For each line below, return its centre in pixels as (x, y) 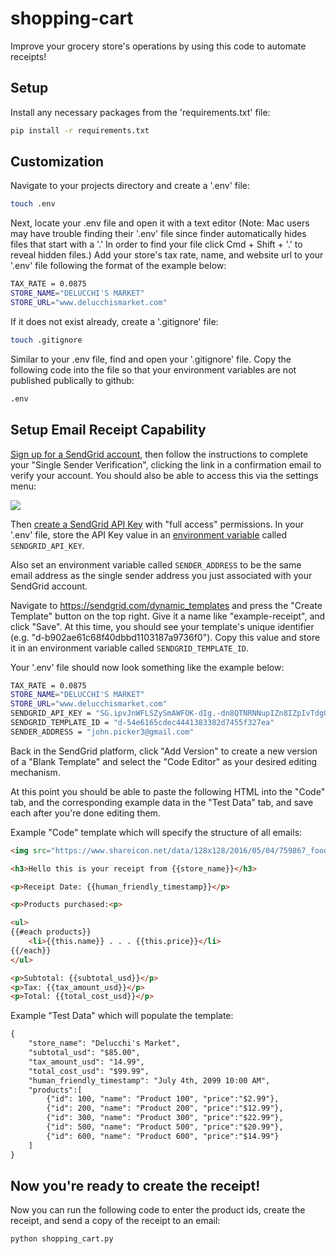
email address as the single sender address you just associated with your (161, 575)
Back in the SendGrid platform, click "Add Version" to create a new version (164, 751)
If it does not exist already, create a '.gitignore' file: (114, 321)
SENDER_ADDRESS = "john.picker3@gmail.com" (102, 732)
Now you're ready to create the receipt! (135, 1185)
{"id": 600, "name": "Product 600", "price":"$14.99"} (163, 1136)
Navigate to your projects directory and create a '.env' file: (130, 186)
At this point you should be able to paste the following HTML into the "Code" (168, 791)
